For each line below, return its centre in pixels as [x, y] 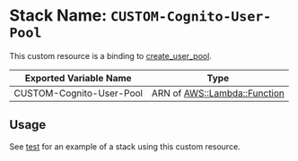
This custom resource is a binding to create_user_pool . [111, 55]
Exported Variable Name [78, 78]
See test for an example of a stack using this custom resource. [125, 146]
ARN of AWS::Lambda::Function [218, 93]
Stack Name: [58, 16]
